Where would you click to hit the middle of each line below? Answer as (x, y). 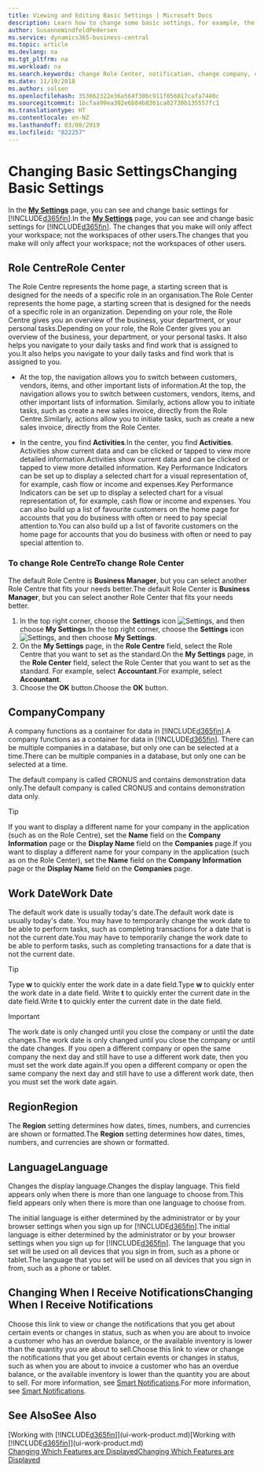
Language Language (58, 1167)
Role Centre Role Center (67, 268)
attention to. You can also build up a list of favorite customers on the (129, 526)
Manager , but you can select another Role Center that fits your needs (121, 597)
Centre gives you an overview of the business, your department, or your (125, 320)
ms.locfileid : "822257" (47, 132)
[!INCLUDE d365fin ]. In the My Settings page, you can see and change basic (131, 218)
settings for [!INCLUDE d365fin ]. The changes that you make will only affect (130, 226)
